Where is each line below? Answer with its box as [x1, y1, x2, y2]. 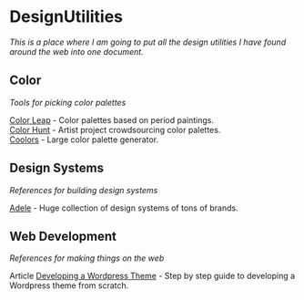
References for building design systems [9, 184, 158, 195]
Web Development [9, 228, 117, 243]
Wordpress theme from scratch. [9, 280, 129, 291]
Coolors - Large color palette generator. [9, 134, 159, 145]
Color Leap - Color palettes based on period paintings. [9, 114, 214, 125]
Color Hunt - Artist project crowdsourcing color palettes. [9, 124, 221, 135]
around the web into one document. [9, 46, 144, 57]
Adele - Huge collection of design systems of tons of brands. [9, 202, 238, 213]
